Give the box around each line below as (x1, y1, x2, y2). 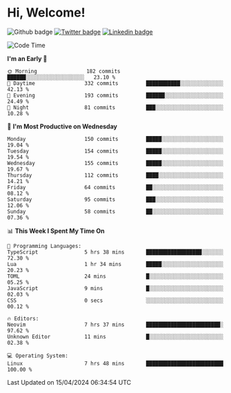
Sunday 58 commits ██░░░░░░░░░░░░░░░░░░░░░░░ (7, 208, 224, 215)
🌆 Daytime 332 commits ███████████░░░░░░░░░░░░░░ (7, 79, 224, 87)
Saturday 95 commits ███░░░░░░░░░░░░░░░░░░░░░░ (7, 195, 224, 203)
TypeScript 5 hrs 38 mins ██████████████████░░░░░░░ (7, 249, 224, 256)
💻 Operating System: (7, 352, 69, 359)
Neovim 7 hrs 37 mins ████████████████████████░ (7, 321, 224, 328)
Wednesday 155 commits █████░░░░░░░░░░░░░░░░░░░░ (7, 160, 224, 166)
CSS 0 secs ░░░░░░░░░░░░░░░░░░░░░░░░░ (7, 297, 224, 304)
